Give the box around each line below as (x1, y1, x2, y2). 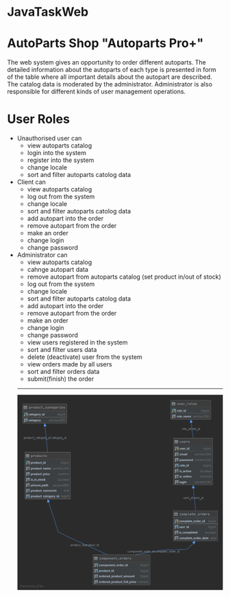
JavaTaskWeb (7, 4, 89, 20)
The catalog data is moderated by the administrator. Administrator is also (7, 80, 213, 89)
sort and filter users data (27, 346, 97, 354)
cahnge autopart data (27, 266, 89, 274)
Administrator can (16, 251, 68, 259)
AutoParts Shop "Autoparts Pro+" (7, 36, 204, 51)
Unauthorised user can (16, 134, 82, 143)
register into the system (27, 156, 94, 165)
